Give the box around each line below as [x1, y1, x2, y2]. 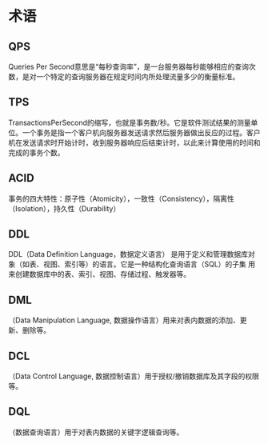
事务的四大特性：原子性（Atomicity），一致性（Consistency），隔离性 [8, 194, 234, 203]
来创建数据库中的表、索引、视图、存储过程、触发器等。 [8, 270, 190, 279]
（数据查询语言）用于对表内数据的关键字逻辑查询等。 [8, 427, 184, 437]
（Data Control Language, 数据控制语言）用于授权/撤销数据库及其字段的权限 [8, 371, 260, 381]
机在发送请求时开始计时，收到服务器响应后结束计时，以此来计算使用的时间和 [8, 138, 261, 147]
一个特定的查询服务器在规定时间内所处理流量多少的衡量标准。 [35, 72, 240, 81]
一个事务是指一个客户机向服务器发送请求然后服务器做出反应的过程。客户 [22, 127, 261, 137]
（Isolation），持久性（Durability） [8, 203, 121, 213]
